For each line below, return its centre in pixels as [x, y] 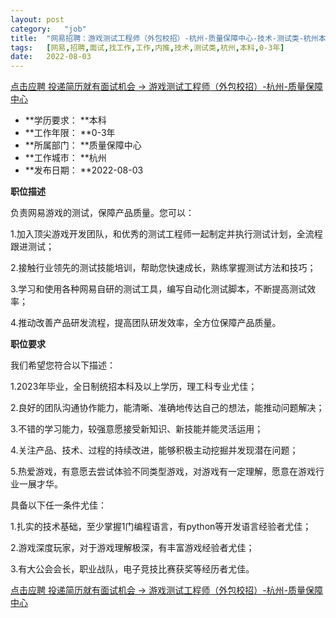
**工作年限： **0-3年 [70, 133]
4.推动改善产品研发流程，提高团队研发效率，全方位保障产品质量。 [146, 323]
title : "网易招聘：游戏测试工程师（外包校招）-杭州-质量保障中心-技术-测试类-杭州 [164, 38]
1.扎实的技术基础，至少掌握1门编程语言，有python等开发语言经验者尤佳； [161, 527]
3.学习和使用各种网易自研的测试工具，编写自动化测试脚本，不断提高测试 [159, 289]
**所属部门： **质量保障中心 [83, 145]
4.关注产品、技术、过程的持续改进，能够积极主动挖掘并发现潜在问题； [154, 450]
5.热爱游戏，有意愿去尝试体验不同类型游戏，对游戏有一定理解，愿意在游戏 [163, 472]
